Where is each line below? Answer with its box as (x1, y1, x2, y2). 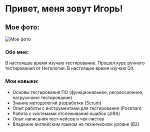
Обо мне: (5, 48, 29, 55)
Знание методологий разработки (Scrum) (12, 99, 101, 105)
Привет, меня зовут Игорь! (5, 3, 123, 14)
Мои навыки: (5, 78, 39, 85)
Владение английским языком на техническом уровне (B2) (12, 121, 139, 127)
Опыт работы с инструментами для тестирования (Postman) (12, 105, 142, 111)
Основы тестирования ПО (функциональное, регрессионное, (12, 89, 144, 95)
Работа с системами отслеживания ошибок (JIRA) (12, 110, 120, 116)
